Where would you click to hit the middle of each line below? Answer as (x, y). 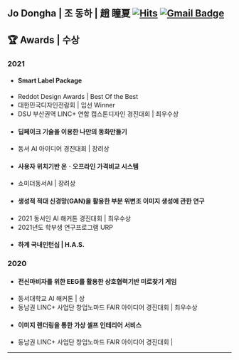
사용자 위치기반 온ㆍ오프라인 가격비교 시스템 (78, 166)
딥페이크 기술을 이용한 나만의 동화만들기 (72, 132)
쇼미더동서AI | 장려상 (47, 184)
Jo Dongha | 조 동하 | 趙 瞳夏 (69, 14)
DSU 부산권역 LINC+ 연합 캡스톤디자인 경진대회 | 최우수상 (98, 114)
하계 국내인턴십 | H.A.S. (51, 245)
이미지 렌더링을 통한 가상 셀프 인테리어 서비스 (80, 325)
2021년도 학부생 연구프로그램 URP (65, 227)
